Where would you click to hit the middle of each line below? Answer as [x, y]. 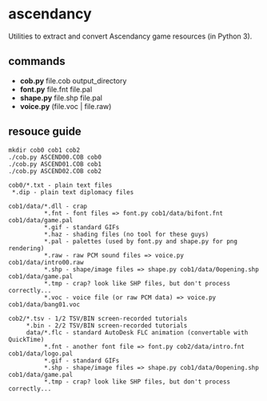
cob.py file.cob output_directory [73, 80]
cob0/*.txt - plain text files [60, 185]
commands [37, 61]
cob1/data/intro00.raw [46, 262]
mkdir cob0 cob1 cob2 [44, 150]
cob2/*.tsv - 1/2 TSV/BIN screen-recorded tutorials [98, 318]
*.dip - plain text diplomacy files [73, 192]
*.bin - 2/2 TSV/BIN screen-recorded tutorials [107, 326]
